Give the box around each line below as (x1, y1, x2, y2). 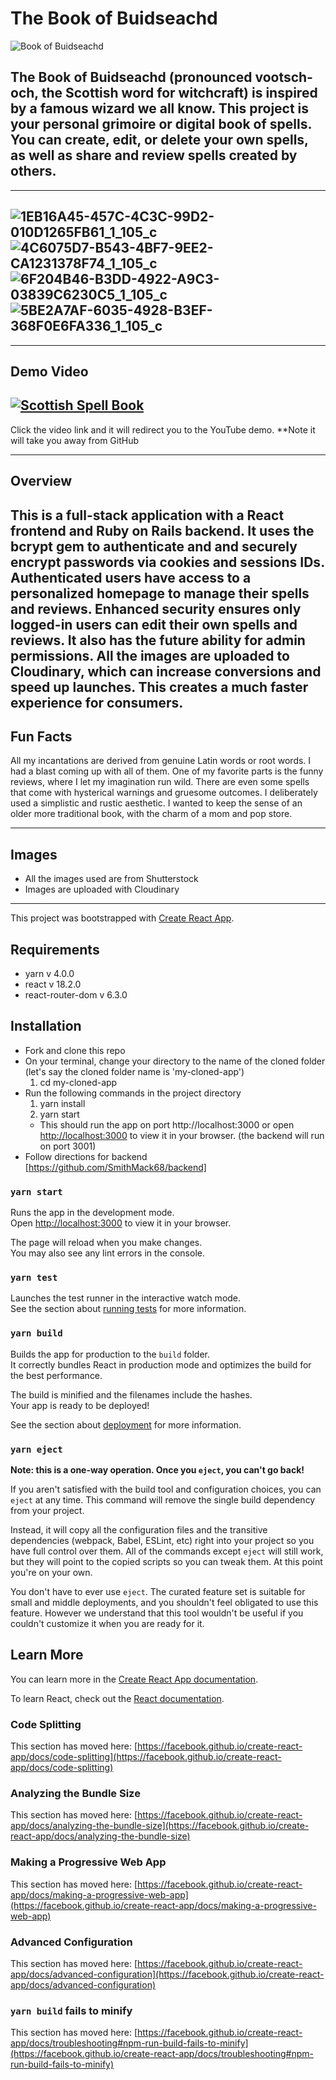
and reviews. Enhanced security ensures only (10, 600, 302, 617)
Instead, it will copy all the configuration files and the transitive (10, 1523, 268, 1536)
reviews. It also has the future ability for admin (10, 632, 306, 649)
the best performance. (10, 1369, 103, 1381)
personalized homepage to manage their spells (10, 585, 310, 602)
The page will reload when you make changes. (10, 1237, 203, 1249)
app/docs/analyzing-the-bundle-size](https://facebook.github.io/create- (10, 1820, 310, 1832)
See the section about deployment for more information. (10, 1418, 242, 1431)
